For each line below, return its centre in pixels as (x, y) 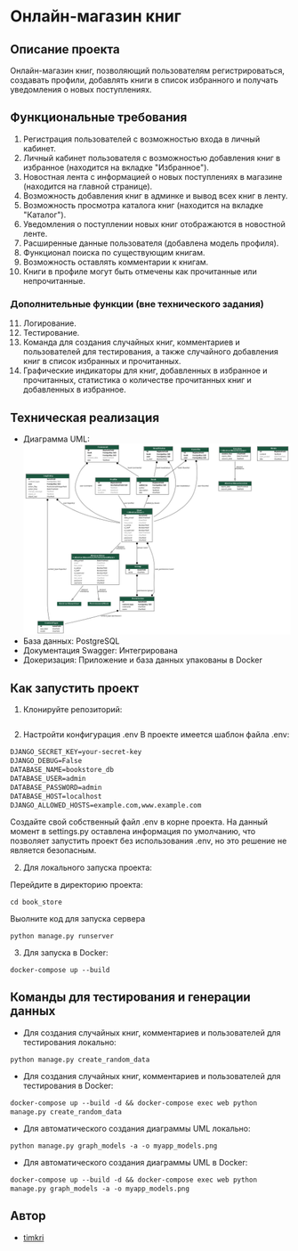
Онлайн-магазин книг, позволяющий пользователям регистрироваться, (148, 70)
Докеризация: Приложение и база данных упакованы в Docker (143, 660)
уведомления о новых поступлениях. (81, 89)
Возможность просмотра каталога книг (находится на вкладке (143, 205)
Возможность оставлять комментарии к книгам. (116, 262)
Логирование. (49, 323)
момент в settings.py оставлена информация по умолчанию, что (133, 831)
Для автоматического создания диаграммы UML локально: (137, 1128)
